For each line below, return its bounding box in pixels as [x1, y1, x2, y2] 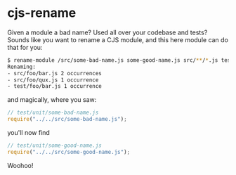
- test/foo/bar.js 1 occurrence [7, 83, 102, 90]
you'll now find [7, 129, 51, 137]
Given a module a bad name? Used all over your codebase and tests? [7, 28, 208, 37]
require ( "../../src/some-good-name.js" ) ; [7, 148, 131, 155]
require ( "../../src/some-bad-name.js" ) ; [7, 116, 128, 123]
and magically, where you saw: [7, 96, 97, 104]
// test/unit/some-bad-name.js [7, 109, 99, 117]
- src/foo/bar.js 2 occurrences [7, 70, 102, 77]
